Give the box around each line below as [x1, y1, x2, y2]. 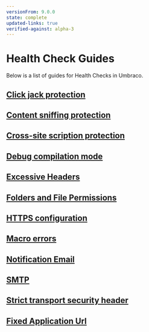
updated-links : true [6, 20, 59, 26]
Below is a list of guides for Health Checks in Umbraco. [6, 72, 144, 79]
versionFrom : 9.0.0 [6, 8, 55, 15]
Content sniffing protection [6, 110, 111, 120]
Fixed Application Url [6, 316, 87, 326]
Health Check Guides [6, 52, 115, 65]
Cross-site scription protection [6, 131, 125, 141]
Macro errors [6, 234, 57, 244]
